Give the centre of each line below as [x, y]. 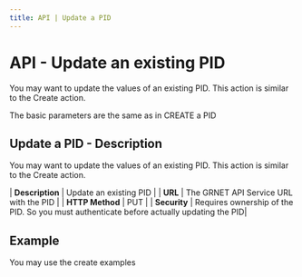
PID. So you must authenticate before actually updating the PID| [128, 212]
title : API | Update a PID [60, 18]
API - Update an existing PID [117, 62]
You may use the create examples [73, 262]
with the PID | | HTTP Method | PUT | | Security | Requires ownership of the [151, 203]
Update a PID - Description [86, 143]
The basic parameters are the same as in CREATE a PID [113, 115]
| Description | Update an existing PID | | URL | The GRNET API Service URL [151, 193]
